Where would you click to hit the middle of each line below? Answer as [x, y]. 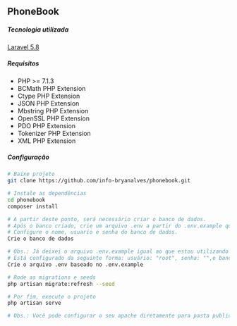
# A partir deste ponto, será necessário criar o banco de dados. [107, 219]
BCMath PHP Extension [51, 89]
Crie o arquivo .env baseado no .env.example [75, 264]
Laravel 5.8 [24, 47]
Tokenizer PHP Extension [54, 134]
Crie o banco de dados [41, 239]
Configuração [28, 157]
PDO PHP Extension [47, 126]
